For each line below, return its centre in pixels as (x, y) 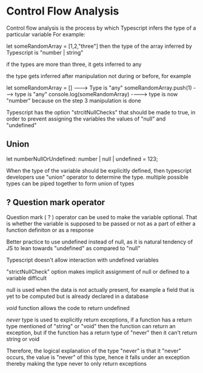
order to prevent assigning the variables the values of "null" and (86, 119)
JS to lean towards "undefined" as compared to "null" (73, 248)
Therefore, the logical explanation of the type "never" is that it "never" (94, 351)
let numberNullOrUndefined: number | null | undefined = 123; (82, 159)
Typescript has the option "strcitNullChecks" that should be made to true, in (101, 112)
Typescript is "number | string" (45, 52)
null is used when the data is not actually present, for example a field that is (101, 289)
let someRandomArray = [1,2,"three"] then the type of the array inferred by (99, 46)
